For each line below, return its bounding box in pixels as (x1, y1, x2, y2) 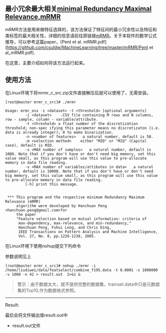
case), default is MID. (5, 143, 54, 148)
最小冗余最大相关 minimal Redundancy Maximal (5, 4, 152, 13)
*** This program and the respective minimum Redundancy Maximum (7, 195, 145, 200)
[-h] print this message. (25, 182, 79, 187)
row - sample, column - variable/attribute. (5, 117, 98, 122)
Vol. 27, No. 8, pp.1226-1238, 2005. (18, 234, 96, 239)
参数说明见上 (5, 253, 31, 259)
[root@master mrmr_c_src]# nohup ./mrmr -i (5, 263, 96, 268)
